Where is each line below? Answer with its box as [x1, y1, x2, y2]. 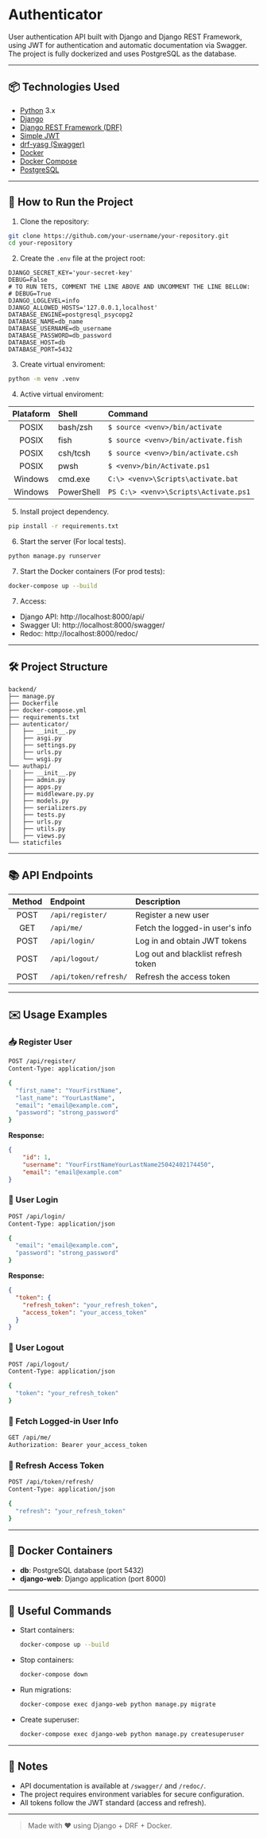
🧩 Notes [8, 1760, 48, 1773]
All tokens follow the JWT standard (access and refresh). [19, 1797, 207, 1807]
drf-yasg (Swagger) [19, 139, 85, 149]
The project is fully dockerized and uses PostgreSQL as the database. [8, 49, 237, 58]
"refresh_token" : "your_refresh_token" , [22, 1300, 158, 1309]
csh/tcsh [58, 448, 91, 459]
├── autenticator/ [8, 720, 69, 728]
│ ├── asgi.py [8, 734, 62, 742]
